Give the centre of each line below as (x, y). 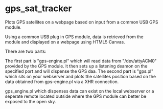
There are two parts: (26, 51)
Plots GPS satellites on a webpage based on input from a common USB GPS (81, 22)
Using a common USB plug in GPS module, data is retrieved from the (74, 37)
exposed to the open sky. (31, 101)
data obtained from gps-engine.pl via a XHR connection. (62, 82)
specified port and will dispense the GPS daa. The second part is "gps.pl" (79, 71)
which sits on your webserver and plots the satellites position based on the (81, 76)
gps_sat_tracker (38, 9)
